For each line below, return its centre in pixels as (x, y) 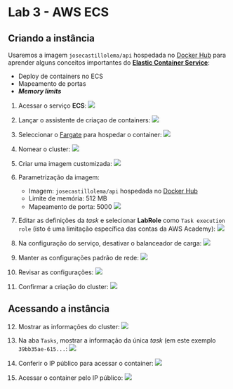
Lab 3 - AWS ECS (59, 12)
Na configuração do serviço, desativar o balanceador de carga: (110, 243)
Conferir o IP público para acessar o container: (86, 363)
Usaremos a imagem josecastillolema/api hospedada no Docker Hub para (117, 55)
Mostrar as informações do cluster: (69, 326)
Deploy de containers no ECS (61, 76)
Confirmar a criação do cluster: (63, 287)
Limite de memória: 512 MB (68, 198)
